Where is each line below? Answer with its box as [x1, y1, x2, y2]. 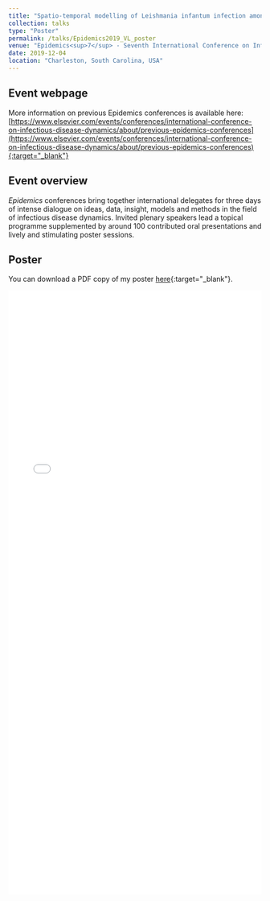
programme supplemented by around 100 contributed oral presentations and [8, 221, 262, 230]
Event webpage [8, 86, 88, 101]
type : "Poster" [8, 27, 59, 35]
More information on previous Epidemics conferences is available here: [8, 108, 243, 118]
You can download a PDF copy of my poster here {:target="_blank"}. [8, 275, 233, 284]
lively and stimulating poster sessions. [8, 229, 135, 239]
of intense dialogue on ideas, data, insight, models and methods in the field [8, 204, 257, 213]
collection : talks [8, 19, 70, 27]
